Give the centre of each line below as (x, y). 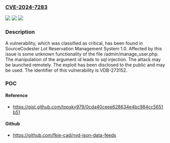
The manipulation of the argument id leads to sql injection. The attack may (83, 59)
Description (20, 32)
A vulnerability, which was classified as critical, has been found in (74, 43)
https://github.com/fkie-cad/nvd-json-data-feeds (64, 135)
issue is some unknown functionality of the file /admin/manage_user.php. (82, 54)
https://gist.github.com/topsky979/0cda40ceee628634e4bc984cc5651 (88, 107)
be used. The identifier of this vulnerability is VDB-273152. (66, 70)
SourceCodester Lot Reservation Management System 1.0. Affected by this (84, 48)
